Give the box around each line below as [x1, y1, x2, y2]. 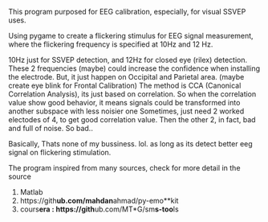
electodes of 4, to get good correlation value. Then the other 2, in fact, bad [8, 115, 256, 124]
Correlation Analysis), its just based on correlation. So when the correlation [8, 89, 257, 99]
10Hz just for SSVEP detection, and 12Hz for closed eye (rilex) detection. [8, 55, 247, 64]
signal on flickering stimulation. [8, 148, 112, 157]
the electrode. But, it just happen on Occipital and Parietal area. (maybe [8, 72, 245, 81]
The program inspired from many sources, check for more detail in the [8, 163, 241, 172]
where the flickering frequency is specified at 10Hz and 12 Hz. [8, 39, 213, 49]
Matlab [19, 187, 43, 196]
